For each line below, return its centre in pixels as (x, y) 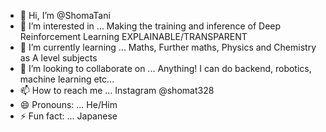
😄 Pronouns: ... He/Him (68, 104)
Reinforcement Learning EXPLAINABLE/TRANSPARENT (133, 36)
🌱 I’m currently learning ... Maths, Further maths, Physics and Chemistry (168, 47)
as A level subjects (58, 58)
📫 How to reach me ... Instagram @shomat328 (117, 90)
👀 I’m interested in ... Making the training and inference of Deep (150, 26)
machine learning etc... (67, 79)
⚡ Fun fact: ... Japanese (68, 116)
